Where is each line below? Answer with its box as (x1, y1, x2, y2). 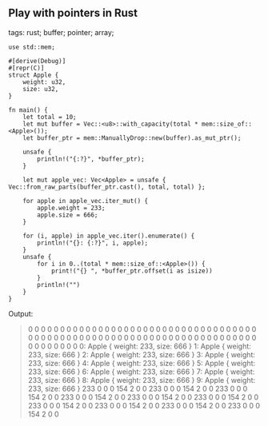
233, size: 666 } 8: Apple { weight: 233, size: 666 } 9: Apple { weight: (27, 375, 256, 384)
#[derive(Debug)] (8, 57, 66, 65)
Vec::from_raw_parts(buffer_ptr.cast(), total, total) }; (8, 183, 206, 191)
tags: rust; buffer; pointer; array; (8, 27, 114, 37)
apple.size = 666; (37, 211, 98, 219)
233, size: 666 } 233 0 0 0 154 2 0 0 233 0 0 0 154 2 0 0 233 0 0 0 (27, 384, 248, 393)
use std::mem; (8, 43, 56, 51)
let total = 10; (22, 113, 78, 121)
